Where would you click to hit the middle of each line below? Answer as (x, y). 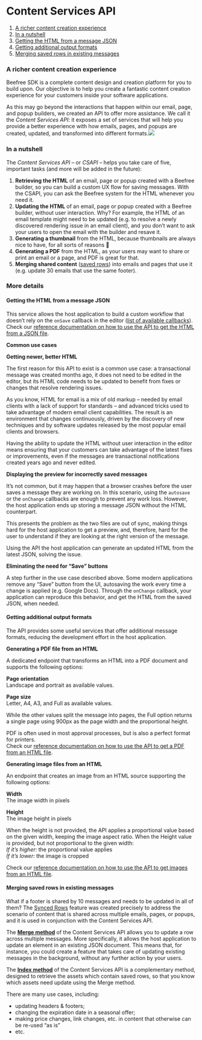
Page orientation (28, 678)
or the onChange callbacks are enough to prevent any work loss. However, (97, 499)
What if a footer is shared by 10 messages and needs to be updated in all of (100, 902)
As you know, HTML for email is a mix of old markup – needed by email (94, 399)
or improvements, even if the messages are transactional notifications (93, 456)
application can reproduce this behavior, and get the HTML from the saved (99, 597)
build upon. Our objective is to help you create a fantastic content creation (99, 89)
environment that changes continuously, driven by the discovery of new (96, 418)
